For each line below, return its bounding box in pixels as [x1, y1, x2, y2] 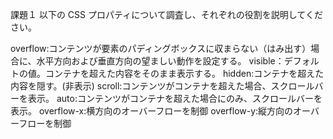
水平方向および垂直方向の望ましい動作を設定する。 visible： [36, 55, 285, 67]
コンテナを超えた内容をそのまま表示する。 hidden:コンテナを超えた [44, 68, 325, 79]
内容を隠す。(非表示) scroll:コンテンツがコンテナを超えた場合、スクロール [10, 80, 315, 92]
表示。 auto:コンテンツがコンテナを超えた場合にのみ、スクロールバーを [27, 93, 323, 104]
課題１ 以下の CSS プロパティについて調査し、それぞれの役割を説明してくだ [10, 9, 323, 20]
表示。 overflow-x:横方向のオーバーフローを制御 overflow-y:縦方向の [10, 105, 294, 117]
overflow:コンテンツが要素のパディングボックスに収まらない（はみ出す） [10, 43, 312, 54]
